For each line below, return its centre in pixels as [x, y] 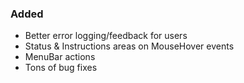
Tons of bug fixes [61, 68]
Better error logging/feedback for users [106, 36]
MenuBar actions [60, 57]
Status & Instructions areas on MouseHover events [129, 46]
